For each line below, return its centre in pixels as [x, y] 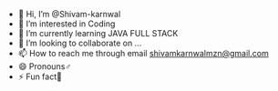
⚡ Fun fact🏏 [40, 76]
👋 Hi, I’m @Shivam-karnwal [69, 14]
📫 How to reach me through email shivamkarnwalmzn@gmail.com [143, 53]
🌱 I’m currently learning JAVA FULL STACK [98, 33]
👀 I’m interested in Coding [67, 24]
